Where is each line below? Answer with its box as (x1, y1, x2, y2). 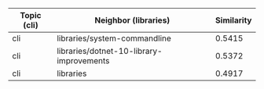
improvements (57, 55, 110, 66)
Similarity (214, 15, 252, 26)
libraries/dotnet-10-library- (57, 46, 163, 56)
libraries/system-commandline (57, 33, 171, 44)
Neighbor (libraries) (93, 15, 170, 26)
